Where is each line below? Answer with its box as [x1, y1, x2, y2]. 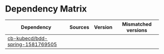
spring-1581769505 [7, 41, 57, 48]
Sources [69, 24, 89, 30]
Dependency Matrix [5, 3, 87, 14]
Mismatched [122, 21, 152, 27]
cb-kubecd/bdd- [7, 35, 48, 41]
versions [126, 27, 147, 33]
